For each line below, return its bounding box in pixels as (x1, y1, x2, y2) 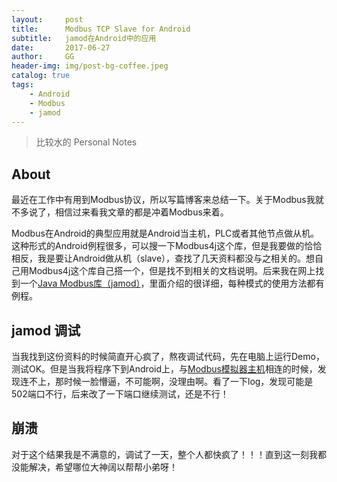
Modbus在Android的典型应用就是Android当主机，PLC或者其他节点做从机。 (11, 227, 320, 240)
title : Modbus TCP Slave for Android (11, 24, 191, 34)
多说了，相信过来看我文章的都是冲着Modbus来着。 (19, 206, 229, 218)
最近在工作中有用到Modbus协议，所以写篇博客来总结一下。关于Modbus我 (11, 194, 316, 206)
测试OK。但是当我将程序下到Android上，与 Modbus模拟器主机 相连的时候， (11, 363, 318, 375)
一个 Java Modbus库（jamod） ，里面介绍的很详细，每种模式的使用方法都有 (19, 277, 325, 290)
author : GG (11, 52, 75, 62)
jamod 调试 (11, 322, 81, 339)
